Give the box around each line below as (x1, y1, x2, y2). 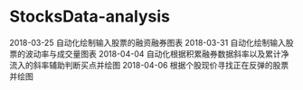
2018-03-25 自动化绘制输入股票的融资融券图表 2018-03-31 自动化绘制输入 (9, 37, 287, 48)
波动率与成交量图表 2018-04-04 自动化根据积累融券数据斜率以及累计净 (24, 48, 289, 59)
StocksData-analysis (9, 6, 170, 27)
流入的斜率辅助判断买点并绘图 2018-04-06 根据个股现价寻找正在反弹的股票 (9, 59, 289, 70)
